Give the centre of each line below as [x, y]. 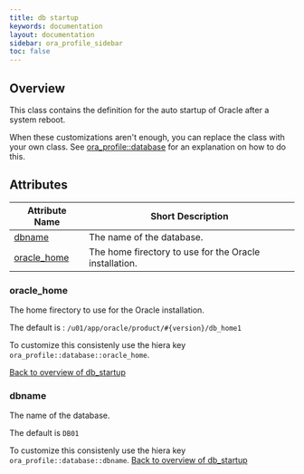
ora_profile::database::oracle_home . [80, 355]
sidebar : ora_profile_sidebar [66, 43]
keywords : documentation [56, 26]
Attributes [38, 185]
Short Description [190, 216]
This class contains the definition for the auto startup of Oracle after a [139, 110]
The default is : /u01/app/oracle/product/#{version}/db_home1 [125, 328]
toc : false [30, 52]
